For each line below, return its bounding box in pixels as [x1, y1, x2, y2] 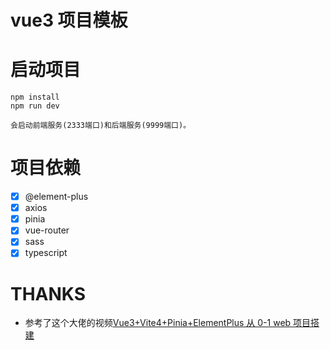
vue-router [24, 224, 70, 236]
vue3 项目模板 [10, 9, 128, 32]
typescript [24, 247, 68, 259]
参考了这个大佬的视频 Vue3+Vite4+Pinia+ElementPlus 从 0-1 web [24, 317, 292, 329]
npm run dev [10, 101, 60, 111]
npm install [10, 92, 60, 103]
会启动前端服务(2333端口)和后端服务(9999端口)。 [10, 121, 192, 131]
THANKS [10, 282, 87, 305]
